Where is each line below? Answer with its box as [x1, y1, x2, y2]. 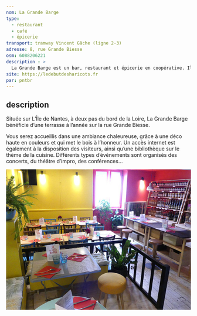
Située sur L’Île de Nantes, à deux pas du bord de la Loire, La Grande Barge [6, 115, 188, 122]
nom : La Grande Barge [6, 9, 59, 15]
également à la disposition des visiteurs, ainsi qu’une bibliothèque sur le [6, 145, 180, 152]
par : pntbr [6, 77, 33, 83]
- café [11, 28, 28, 34]
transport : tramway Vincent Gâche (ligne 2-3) [6, 40, 122, 46]
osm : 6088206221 [6, 53, 46, 59]
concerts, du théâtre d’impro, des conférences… [6, 158, 123, 165]
